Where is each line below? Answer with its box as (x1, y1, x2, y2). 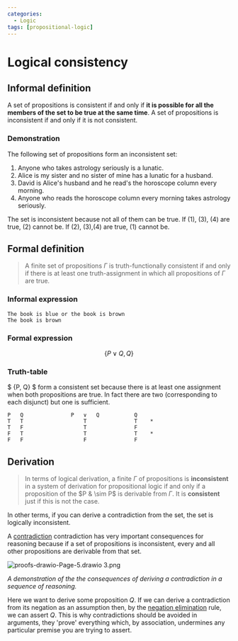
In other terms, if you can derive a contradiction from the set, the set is (7, 511, 214, 519)
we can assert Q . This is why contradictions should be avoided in (7, 611, 198, 620)
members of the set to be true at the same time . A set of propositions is (7, 108, 219, 117)
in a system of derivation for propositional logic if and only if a (24, 482, 206, 491)
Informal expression (7, 295, 78, 305)
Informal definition (7, 82, 91, 94)
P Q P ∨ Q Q (7, 412, 138, 419)
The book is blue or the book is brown (7, 310, 125, 317)
